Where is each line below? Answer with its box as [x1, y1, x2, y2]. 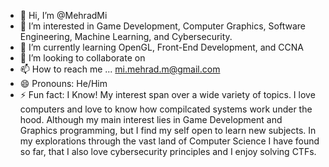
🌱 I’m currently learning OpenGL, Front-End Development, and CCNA [19, 41, 305, 53]
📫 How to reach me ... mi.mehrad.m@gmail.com [19, 63, 221, 75]
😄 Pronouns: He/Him [19, 78, 108, 89]
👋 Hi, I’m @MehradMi [19, 10, 108, 21]
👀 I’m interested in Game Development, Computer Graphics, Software [19, 20, 306, 32]
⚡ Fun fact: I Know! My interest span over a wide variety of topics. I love [19, 89, 316, 100]
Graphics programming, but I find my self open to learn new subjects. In [19, 125, 317, 136]
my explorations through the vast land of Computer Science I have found [19, 135, 320, 147]
